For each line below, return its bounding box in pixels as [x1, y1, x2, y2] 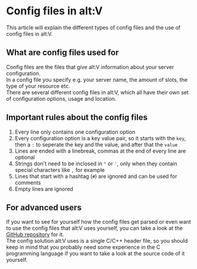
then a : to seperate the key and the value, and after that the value [14, 141, 178, 148]
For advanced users [6, 202, 82, 212]
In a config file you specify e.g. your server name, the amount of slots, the [6, 76, 188, 83]
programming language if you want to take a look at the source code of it [6, 250, 185, 257]
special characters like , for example [14, 166, 105, 174]
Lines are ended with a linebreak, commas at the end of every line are [14, 147, 186, 154]
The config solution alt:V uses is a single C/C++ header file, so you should [6, 237, 188, 245]
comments [14, 179, 41, 186]
